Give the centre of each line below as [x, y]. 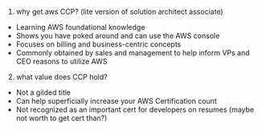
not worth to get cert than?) [61, 118]
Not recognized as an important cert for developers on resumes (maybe [135, 109]
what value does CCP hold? [61, 77]
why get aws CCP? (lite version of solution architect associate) [119, 12]
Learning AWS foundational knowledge [80, 27]
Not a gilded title [43, 92]
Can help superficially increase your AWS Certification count [116, 101]
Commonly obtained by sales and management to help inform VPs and [133, 53]
